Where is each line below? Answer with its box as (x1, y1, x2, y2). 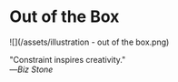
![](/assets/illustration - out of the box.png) (9, 36, 170, 47)
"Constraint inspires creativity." (9, 54, 126, 65)
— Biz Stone (9, 64, 54, 75)
